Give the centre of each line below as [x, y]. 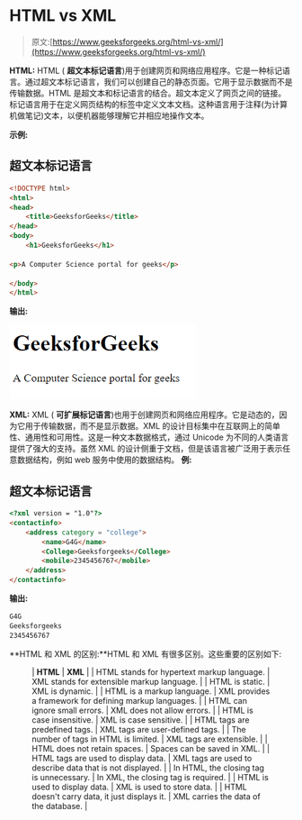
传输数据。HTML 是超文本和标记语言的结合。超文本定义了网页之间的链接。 [147, 93]
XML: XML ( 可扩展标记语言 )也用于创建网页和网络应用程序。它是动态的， [145, 415]
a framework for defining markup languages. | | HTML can [139, 700]
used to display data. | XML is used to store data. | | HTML [139, 787]
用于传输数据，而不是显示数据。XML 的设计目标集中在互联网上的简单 [153, 426]
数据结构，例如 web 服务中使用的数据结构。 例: [104, 460]
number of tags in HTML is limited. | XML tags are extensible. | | [150, 739]
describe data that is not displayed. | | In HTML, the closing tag [148, 768]
